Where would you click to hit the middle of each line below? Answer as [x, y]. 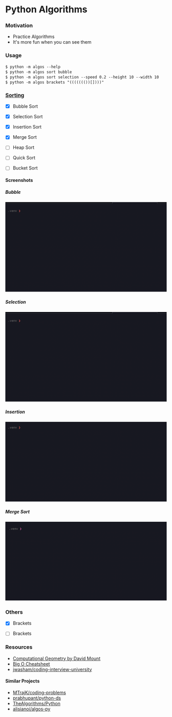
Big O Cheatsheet [31, 664]
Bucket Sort [25, 168]
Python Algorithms [46, 10]
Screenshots [19, 180]
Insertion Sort [27, 127]
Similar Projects [23, 681]
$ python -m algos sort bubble [39, 72]
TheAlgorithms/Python [36, 703]
